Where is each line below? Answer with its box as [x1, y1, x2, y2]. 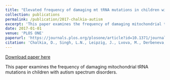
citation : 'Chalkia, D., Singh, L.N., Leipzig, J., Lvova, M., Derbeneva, [5, 40, 166, 45]
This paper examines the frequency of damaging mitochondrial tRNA [5, 63, 149, 69]
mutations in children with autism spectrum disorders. [5, 69, 117, 75]
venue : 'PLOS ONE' [5, 31, 44, 36]
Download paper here [5, 54, 51, 60]
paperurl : [5, 36, 26, 41]
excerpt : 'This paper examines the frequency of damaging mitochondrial [5, 21, 162, 27]
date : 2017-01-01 [5, 26, 42, 31]
